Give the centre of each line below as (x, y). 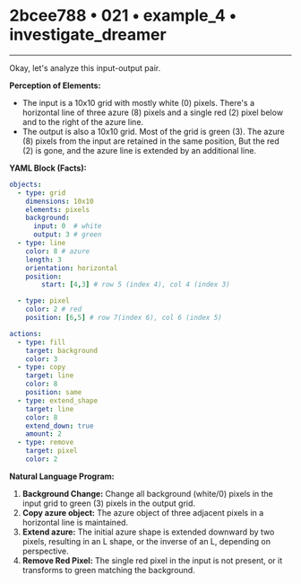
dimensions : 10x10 (60, 201)
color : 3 (42, 359)
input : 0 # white (67, 226)
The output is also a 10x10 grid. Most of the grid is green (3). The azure (153, 131)
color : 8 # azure (58, 251)
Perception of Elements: (55, 85)
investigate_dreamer (88, 35)
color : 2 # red (54, 310)
